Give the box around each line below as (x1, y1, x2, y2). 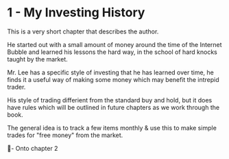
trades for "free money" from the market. (7, 131, 123, 139)
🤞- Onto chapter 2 (7, 144, 58, 152)
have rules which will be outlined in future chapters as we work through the (7, 103, 220, 111)
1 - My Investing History (7, 5, 145, 20)
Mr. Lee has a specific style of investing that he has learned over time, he (7, 68, 214, 76)
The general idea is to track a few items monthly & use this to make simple (7, 124, 217, 132)
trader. (7, 83, 26, 91)
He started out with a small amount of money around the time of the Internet (7, 40, 222, 48)
